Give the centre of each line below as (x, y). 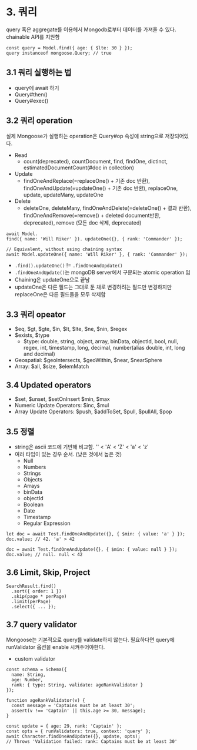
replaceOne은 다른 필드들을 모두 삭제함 (60, 294)
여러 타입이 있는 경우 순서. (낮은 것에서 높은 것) (68, 454)
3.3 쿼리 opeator (36, 314)
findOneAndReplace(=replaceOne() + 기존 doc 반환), (86, 180)
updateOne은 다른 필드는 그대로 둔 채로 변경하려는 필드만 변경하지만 (93, 287)
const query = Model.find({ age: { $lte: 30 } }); (69, 48)
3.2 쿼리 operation (39, 121)
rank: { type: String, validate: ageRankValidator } (77, 685)
